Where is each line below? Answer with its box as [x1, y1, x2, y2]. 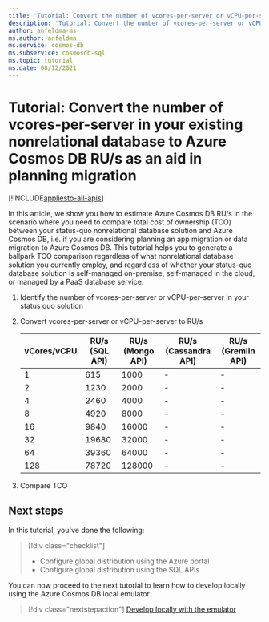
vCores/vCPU [23, 345, 78, 357]
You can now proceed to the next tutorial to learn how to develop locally [8, 580, 246, 590]
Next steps [8, 504, 64, 518]
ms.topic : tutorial [8, 57, 74, 65]
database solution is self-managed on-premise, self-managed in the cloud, [8, 268, 255, 277]
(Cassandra [165, 345, 211, 357]
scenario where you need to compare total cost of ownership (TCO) [8, 217, 232, 227]
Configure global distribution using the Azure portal [39, 556, 210, 566]
